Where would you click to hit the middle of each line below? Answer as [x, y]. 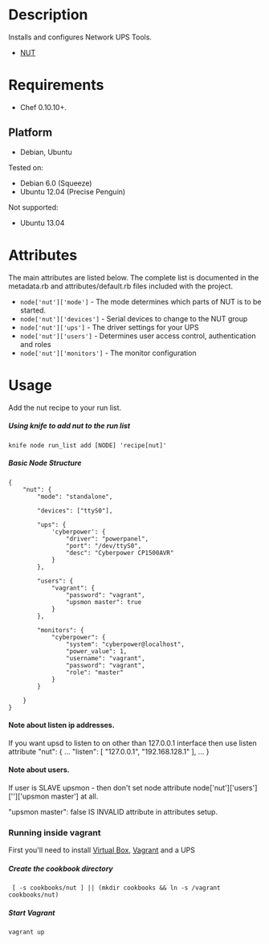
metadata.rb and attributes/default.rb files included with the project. [121, 286]
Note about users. [39, 770]
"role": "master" [95, 672]
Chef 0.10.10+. [43, 107]
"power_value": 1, [96, 651]
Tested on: [26, 167]
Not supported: [33, 207]
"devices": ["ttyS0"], [75, 511]
